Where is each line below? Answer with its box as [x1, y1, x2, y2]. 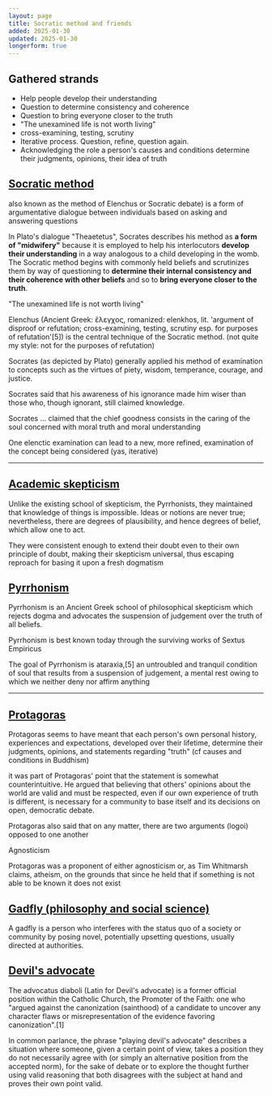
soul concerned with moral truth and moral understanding [8, 422, 201, 432]
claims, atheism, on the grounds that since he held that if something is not [8, 870, 255, 880]
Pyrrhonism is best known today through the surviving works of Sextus [8, 635, 245, 645]
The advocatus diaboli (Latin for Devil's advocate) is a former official [8, 985, 237, 995]
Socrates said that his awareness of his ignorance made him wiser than [8, 389, 247, 399]
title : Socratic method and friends [8, 19, 132, 28]
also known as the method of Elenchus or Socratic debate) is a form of [8, 198, 244, 208]
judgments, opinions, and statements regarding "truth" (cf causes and [8, 747, 242, 757]
